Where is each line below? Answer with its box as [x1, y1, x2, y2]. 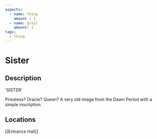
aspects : [5, 7, 23, 12]
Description [5, 74, 41, 82]
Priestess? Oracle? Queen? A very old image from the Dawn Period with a [5, 96, 152, 102]
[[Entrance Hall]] [5, 128, 38, 134]
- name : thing [9, 12, 38, 16]
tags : [5, 30, 16, 34]
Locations [5, 116, 36, 124]
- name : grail [9, 20, 38, 26]
